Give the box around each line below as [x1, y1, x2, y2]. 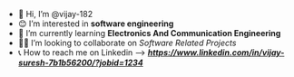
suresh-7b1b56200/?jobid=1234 [17, 57, 143, 68]
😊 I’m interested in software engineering [17, 18, 174, 29]
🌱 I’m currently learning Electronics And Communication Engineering [17, 28, 281, 38]
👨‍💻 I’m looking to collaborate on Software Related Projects [17, 37, 237, 48]
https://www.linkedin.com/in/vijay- [147, 47, 285, 58]
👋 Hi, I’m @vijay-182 [17, 9, 93, 19]
